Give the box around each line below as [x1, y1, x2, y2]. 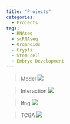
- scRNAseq [11, 36, 38, 42]
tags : [6, 25, 19, 31]
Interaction [20, 87, 47, 94]
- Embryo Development [11, 58, 65, 64]
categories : [6, 14, 35, 20]
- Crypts [11, 47, 33, 53]
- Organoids [11, 42, 41, 48]
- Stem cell [11, 53, 41, 58]
